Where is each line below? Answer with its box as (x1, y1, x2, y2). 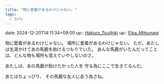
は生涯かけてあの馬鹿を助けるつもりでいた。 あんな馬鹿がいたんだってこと (5, 46, 158, 52)
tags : (5, 12, 16, 17)
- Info (9, 16, 23, 21)
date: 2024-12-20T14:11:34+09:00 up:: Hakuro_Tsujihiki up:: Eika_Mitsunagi (5, 30, 159, 36)
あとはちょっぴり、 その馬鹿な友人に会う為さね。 (5, 74, 107, 80)
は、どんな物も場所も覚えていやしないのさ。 (5, 52, 97, 58)
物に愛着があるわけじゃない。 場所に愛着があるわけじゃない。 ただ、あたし (5, 40, 160, 46)
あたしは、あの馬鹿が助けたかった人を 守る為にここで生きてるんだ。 (5, 63, 145, 69)
